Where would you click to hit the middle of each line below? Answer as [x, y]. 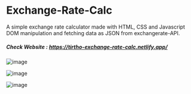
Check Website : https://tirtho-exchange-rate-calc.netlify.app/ [87, 47]
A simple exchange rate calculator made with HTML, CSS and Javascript [96, 27]
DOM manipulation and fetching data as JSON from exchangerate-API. [93, 33]
